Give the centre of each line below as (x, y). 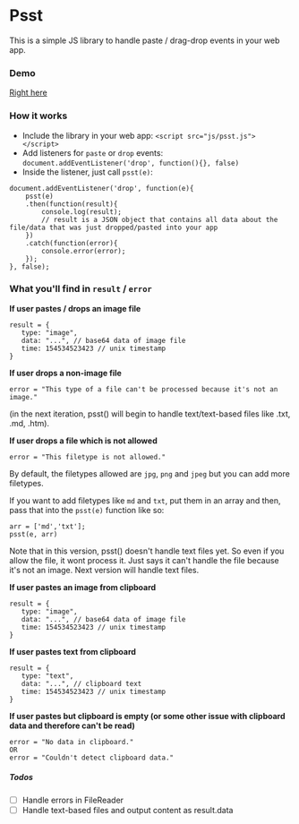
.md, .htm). (30, 423)
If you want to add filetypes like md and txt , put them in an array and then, (145, 500)
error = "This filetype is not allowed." (88, 457)
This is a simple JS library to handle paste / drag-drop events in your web (145, 40)
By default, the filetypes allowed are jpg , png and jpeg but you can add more (150, 473)
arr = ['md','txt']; (48, 526)
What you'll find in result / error (81, 289)
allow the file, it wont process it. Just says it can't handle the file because (144, 560)
